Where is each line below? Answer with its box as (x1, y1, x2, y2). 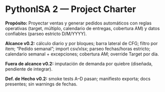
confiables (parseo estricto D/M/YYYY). (5, 30, 87, 36)
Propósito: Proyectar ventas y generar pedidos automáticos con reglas (5, 20, 151, 26)
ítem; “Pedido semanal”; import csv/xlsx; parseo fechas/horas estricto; (5, 45, 150, 51)
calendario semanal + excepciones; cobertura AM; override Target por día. (5, 51, 159, 57)
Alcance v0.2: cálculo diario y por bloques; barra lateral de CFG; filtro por (5, 40, 158, 46)
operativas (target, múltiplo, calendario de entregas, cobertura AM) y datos (5, 25, 160, 31)
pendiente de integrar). (5, 66, 53, 72)
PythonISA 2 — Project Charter (5, 3, 136, 15)
